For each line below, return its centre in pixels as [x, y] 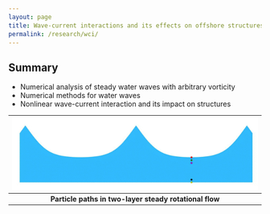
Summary [33, 67]
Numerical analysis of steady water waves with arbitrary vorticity [127, 87]
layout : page [30, 17]
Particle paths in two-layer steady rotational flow [135, 199]
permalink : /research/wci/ [53, 34]
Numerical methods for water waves [80, 96]
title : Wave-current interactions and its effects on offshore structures [136, 25]
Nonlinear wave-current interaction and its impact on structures [125, 104]
